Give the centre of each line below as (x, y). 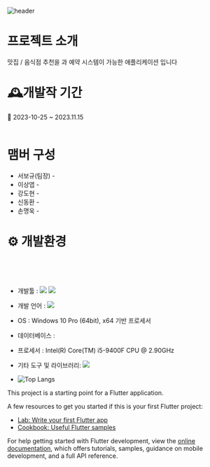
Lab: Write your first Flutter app (63, 419)
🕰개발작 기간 (45, 93)
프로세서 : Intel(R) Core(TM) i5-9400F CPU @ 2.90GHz (96, 350)
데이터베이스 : (36, 335)
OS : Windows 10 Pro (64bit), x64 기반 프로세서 (84, 320)
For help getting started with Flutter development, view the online (101, 440)
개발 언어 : (31, 305)
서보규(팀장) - (36, 176)
